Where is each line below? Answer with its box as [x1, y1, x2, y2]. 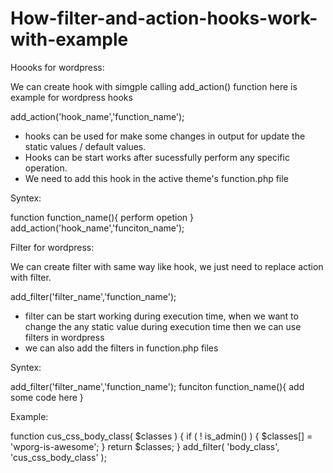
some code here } [10, 391, 84, 403]
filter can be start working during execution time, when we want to [24, 310, 299, 322]
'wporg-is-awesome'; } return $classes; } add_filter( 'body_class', [10, 440, 280, 452]
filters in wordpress [24, 331, 105, 343]
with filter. [10, 271, 52, 283]
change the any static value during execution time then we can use [24, 320, 302, 332]
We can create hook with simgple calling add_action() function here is [10, 80, 298, 92]
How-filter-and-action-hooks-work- [10, 7, 318, 30]
